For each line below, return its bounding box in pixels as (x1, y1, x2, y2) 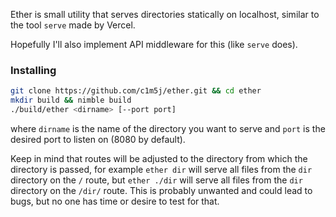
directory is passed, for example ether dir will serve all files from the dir (10, 163, 313, 175)
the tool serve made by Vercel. (10, 19, 136, 31)
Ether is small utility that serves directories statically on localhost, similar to (10, 9, 320, 20)
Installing (10, 63, 57, 77)
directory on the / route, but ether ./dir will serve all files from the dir (10, 174, 303, 186)
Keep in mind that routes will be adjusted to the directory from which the (10, 152, 308, 164)
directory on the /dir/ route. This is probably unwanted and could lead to (10, 184, 313, 196)
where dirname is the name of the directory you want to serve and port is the (10, 122, 326, 134)
